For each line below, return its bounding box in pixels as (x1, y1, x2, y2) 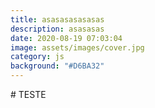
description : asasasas (10, 24, 105, 34)
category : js (10, 52, 65, 62)
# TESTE (10, 89, 47, 100)
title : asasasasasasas (10, 14, 105, 25)
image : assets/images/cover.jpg (10, 42, 145, 53)
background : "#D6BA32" (10, 61, 105, 71)
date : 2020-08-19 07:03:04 (10, 33, 123, 43)
